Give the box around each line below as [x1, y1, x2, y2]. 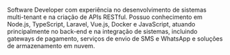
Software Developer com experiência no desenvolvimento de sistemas [7, 6, 207, 14]
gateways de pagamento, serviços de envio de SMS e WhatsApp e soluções [7, 35, 223, 43]
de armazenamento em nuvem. [7, 42, 95, 50]
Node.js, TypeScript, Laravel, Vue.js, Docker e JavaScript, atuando [7, 20, 196, 28]
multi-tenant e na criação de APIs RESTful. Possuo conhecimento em [7, 13, 203, 21]
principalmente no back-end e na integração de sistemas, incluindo [7, 27, 198, 35]
